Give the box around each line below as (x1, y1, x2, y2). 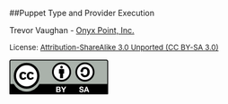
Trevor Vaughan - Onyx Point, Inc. (9, 25, 135, 35)
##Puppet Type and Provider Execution (9, 8, 155, 18)
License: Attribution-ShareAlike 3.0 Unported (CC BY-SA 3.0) (9, 42, 219, 52)
